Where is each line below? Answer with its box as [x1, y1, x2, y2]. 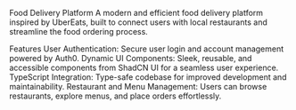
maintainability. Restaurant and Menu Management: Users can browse [9, 82, 267, 91]
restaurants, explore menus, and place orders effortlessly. [9, 90, 222, 101]
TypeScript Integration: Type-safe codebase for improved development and [9, 72, 287, 82]
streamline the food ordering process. [9, 27, 149, 36]
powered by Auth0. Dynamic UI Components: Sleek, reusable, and [9, 53, 252, 63]
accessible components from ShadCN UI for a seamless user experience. [9, 62, 279, 73]
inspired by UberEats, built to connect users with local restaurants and [9, 17, 267, 27]
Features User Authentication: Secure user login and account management [9, 43, 284, 54]
